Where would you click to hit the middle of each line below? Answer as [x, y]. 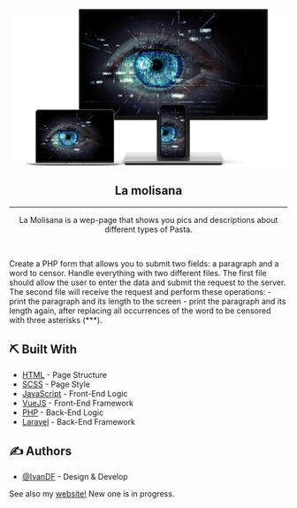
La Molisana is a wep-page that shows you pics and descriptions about [148, 220]
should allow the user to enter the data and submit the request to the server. [148, 282]
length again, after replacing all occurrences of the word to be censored [140, 311]
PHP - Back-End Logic [63, 412]
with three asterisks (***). [56, 320]
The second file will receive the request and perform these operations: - [141, 292]
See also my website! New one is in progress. [92, 493]
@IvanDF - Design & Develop [75, 476]
